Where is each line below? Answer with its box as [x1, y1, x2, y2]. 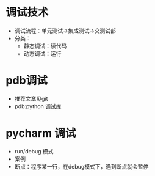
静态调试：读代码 [23, 42, 67, 50]
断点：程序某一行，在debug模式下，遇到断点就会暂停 [14, 163, 149, 170]
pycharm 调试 [5, 127, 76, 141]
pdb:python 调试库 [14, 102, 62, 110]
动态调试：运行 [23, 50, 62, 57]
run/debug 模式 [14, 147, 54, 155]
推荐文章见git [14, 95, 48, 102]
